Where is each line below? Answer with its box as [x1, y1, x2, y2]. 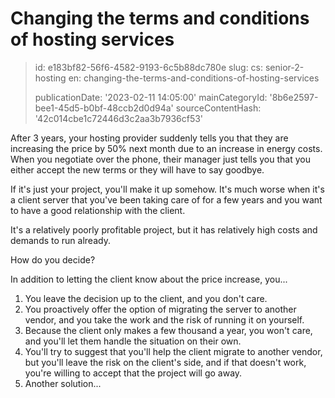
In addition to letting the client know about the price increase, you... [10, 273, 288, 285]
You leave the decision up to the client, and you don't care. [24, 292, 268, 304]
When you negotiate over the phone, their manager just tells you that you [10, 153, 311, 165]
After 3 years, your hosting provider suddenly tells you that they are [10, 132, 289, 144]
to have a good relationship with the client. [10, 204, 186, 216]
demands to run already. [10, 234, 111, 246]
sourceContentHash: [175, 102, 262, 114]
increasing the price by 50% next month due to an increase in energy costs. [10, 142, 323, 154]
